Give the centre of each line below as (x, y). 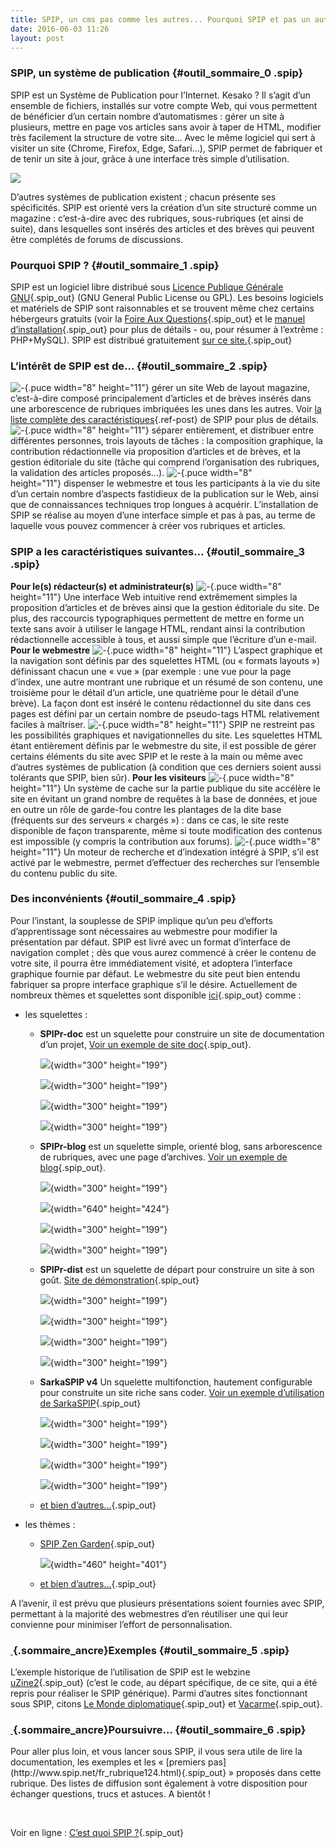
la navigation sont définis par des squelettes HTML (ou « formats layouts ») (165, 660)
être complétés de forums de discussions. (97, 239)
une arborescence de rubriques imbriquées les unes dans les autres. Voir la (166, 409)
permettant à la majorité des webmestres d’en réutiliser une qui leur (149, 1613)
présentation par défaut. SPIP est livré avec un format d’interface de (151, 942)
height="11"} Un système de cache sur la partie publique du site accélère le (165, 788)
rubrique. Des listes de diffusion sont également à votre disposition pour (159, 1783)
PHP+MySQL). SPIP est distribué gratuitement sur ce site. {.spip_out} (151, 340)
